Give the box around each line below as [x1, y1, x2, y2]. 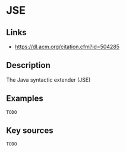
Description [6, 60, 51, 70]
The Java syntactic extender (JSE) [6, 76, 91, 83]
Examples [6, 94, 43, 104]
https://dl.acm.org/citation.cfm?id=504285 [14, 43, 120, 50]
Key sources [6, 126, 53, 136]
